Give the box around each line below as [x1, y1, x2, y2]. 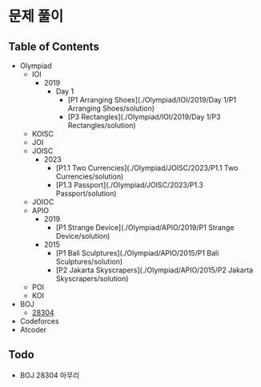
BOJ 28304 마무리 [19, 370, 80, 380]
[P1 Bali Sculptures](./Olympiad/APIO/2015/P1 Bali [55, 248, 219, 257]
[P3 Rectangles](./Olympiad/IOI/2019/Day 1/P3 [67, 112, 221, 121]
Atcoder [19, 325, 47, 334]
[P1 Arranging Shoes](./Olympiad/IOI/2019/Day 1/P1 [67, 95, 237, 104]
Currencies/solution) [55, 171, 124, 181]
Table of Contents [8, 39, 100, 53]
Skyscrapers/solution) [55, 274, 129, 283]
